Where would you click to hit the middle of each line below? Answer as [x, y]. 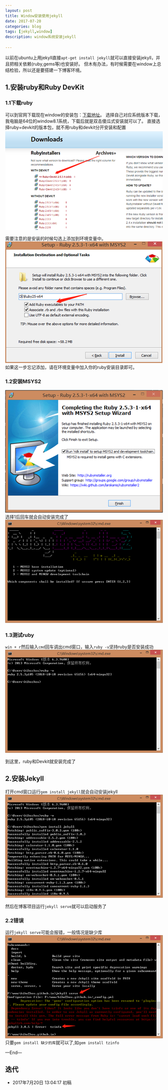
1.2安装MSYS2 [23, 381]
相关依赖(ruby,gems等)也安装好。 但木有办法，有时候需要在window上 [85, 64]
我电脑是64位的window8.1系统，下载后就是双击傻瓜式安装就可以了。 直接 [80, 121]
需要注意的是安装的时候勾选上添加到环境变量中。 [55, 239]
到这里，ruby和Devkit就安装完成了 [40, 762]
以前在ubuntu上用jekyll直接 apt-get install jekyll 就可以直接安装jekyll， [80, 57]
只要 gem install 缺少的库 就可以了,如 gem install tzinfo [62, 1043]
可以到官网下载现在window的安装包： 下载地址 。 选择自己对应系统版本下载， [84, 114]
